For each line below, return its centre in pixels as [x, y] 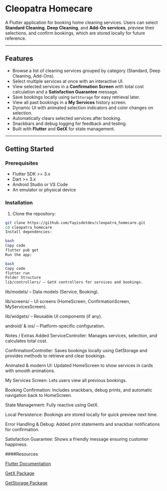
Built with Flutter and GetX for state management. [64, 129]
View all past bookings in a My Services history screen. [69, 102]
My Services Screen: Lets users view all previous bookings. [66, 381]
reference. [16, 38]
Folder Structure [23, 278]
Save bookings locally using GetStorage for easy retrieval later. [76, 97]
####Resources [22, 454]
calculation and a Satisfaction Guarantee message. [65, 92]
